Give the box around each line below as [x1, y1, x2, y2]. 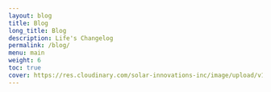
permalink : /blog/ [8, 42, 70, 50]
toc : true [8, 64, 42, 72]
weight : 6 [8, 57, 42, 65]
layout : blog [8, 11, 52, 20]
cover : [8, 71, 31, 79]
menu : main [8, 49, 45, 57]
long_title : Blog [8, 26, 67, 34]
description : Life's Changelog [8, 34, 114, 42]
